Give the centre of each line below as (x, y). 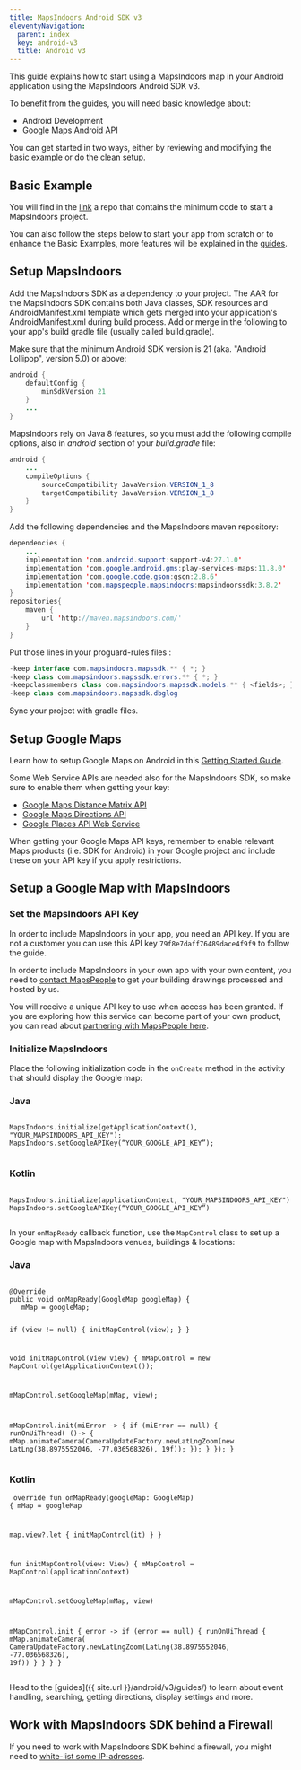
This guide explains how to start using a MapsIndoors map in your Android (146, 76)
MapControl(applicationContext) (69, 1572)
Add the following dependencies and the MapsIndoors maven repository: (144, 527)
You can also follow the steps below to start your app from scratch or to (142, 233)
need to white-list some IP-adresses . (77, 1756)
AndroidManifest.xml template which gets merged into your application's (143, 312)
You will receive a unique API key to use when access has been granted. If (146, 1007)
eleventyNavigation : (48, 26)
